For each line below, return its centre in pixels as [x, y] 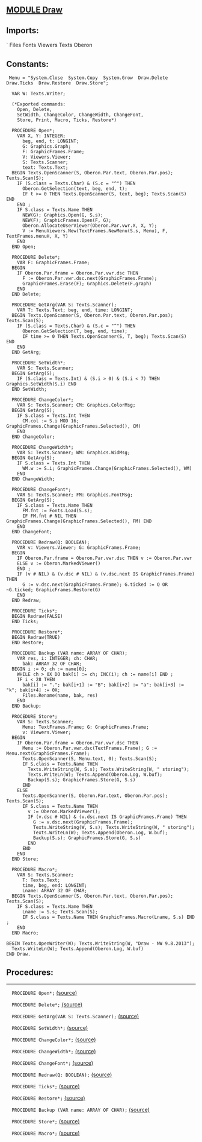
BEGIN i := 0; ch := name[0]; [49, 669]
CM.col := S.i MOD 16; [50, 421]
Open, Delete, [35, 110]
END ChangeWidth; [33, 479]
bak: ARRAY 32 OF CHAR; [52, 664]
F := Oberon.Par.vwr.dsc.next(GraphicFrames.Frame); [90, 279]
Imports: [23, 30]
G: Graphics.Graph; [46, 147]
